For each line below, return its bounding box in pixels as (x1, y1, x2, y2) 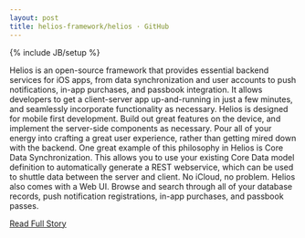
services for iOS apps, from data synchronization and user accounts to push (9, 74, 297, 85)
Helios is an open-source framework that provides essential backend (9, 65, 269, 76)
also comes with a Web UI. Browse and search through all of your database (9, 181, 293, 191)
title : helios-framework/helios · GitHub (9, 22, 170, 31)
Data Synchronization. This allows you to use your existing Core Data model (9, 151, 295, 162)
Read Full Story (9, 218, 67, 229)
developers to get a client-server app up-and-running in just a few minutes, (9, 93, 294, 105)
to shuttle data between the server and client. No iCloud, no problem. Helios (9, 171, 296, 182)
